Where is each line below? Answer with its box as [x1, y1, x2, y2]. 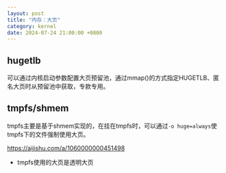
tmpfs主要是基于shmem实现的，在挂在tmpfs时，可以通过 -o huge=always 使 [7, 122, 217, 130]
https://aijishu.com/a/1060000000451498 [7, 143, 125, 152]
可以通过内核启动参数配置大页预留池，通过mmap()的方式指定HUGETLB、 [7, 73, 214, 82]
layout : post [7, 10, 45, 17]
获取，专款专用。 [60, 82, 110, 91]
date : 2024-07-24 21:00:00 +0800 [7, 29, 103, 36]
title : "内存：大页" [7, 16, 60, 23]
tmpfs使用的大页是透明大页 [16, 158, 94, 166]
